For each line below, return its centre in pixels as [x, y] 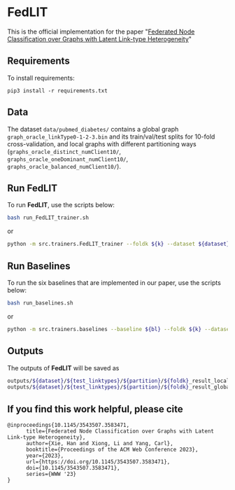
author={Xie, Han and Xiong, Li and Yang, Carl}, [99, 444]
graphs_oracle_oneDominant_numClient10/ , [68, 159]
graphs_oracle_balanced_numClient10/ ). [64, 166]
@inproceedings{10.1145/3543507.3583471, [69, 425]
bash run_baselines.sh [40, 303]
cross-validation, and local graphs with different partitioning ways [102, 143]
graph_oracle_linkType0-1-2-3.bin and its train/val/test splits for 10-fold [111, 136]
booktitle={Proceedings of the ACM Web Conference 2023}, [112, 450]
